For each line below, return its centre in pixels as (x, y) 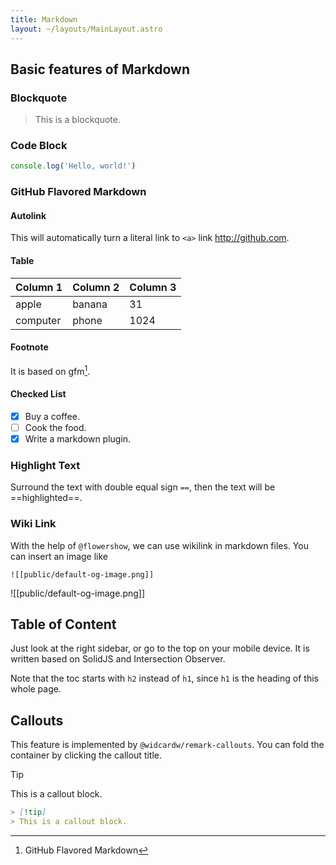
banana (90, 304)
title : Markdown (44, 19)
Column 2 (96, 287)
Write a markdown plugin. (78, 438)
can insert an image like (59, 556)
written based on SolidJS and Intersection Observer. (118, 659)
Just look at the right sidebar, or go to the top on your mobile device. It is (160, 648)
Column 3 (153, 287)
